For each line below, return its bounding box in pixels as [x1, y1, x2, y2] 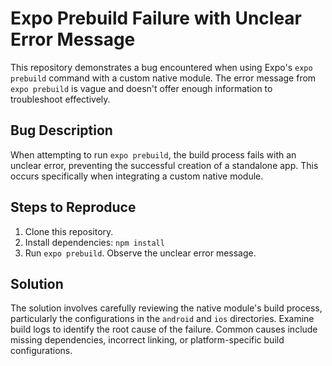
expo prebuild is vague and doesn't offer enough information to [10, 82, 273, 94]
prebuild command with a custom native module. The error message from [10, 72, 317, 84]
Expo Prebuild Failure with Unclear [10, 7, 303, 30]
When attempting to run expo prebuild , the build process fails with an [10, 148, 297, 161]
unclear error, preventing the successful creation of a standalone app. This [10, 159, 319, 171]
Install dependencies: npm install [24, 236, 165, 248]
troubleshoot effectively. [10, 93, 111, 105]
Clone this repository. [24, 225, 114, 237]
